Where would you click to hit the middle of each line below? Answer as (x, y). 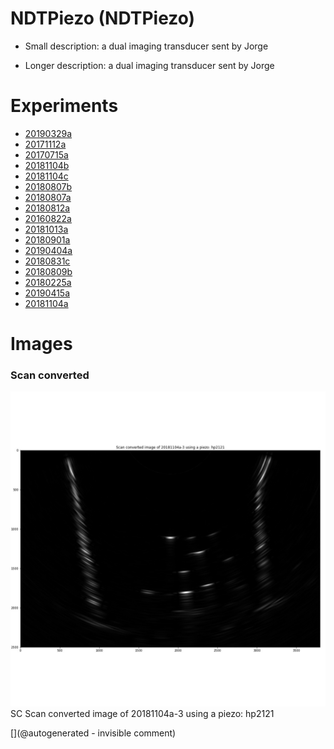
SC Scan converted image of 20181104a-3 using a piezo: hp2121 (142, 714)
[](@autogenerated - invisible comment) (93, 733)
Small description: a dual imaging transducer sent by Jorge (146, 46)
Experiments (64, 106)
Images (41, 344)
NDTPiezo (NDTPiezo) (103, 18)
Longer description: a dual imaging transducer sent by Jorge (149, 65)
